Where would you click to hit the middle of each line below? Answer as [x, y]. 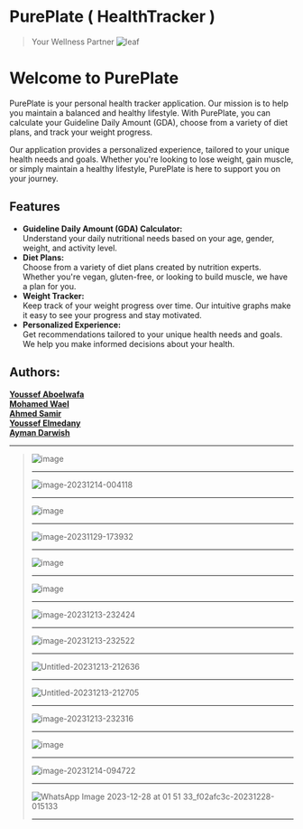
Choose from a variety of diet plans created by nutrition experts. [142, 267]
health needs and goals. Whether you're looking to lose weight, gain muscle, [151, 159]
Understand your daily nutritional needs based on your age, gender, [148, 238]
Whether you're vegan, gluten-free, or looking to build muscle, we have [155, 277]
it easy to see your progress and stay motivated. [112, 315]
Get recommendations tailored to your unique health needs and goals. [152, 334]
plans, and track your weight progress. [81, 132]
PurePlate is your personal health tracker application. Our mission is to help [149, 103]
